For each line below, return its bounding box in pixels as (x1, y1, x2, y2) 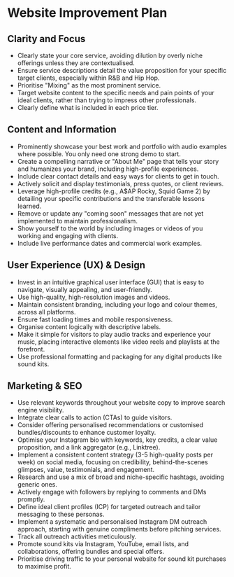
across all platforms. (17, 307, 76, 316)
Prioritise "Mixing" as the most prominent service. (17, 81, 161, 89)
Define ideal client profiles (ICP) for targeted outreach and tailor (17, 503, 201, 511)
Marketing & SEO (7, 380, 82, 392)
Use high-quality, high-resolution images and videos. (17, 293, 170, 301)
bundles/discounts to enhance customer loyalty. (17, 429, 156, 437)
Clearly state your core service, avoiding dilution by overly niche (17, 51, 203, 60)
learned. (17, 202, 42, 210)
